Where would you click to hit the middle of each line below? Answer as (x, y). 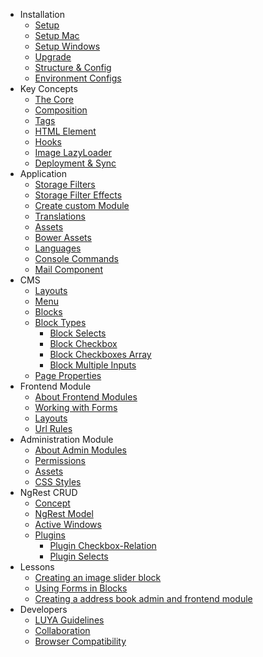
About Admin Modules (80, 450)
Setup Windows (67, 46)
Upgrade (53, 57)
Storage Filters (65, 184)
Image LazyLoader (73, 152)
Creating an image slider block (98, 577)
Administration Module (66, 439)
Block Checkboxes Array (100, 354)
